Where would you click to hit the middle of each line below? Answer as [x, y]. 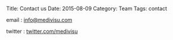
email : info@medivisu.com [39, 20]
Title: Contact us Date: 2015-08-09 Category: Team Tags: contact [87, 9]
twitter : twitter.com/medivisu [42, 31]
